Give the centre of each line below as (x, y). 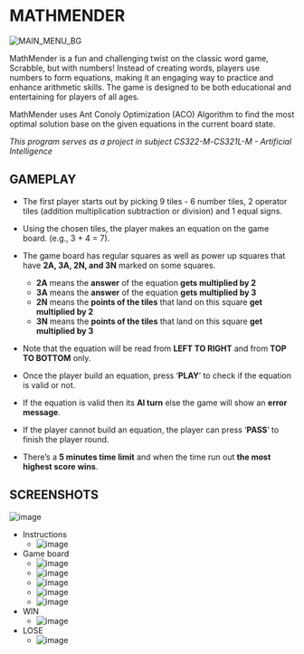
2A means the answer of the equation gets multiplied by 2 (146, 282)
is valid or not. (49, 384)
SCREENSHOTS (54, 495)
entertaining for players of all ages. (75, 97)
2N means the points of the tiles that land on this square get (149, 302)
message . (41, 412)
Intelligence (31, 151)
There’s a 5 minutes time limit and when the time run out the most (147, 457)
